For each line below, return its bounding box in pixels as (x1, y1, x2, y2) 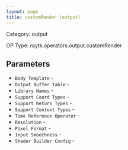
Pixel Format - (14, 125, 52, 132)
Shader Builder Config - (14, 137, 75, 145)
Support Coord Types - (14, 93, 70, 100)
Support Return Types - (14, 100, 72, 107)
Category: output (6, 30, 48, 37)
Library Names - (14, 87, 54, 94)
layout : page (6, 8, 39, 15)
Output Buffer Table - (14, 81, 70, 88)
